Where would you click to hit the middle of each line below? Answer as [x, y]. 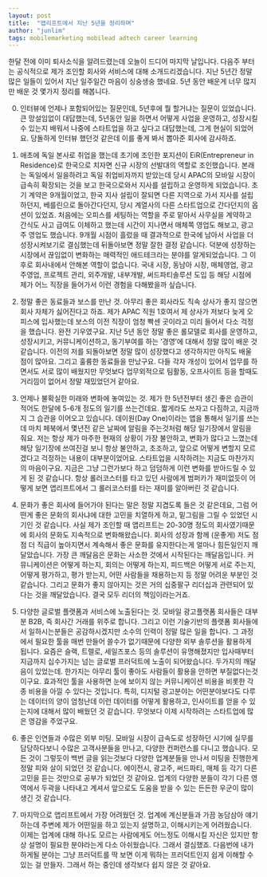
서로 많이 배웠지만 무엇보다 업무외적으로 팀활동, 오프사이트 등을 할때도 [150, 372]
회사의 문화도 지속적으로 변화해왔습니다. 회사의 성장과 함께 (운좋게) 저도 [139, 535]
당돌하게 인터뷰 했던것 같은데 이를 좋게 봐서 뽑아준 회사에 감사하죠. [133, 138]
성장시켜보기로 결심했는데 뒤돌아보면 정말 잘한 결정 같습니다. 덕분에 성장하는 [138, 245]
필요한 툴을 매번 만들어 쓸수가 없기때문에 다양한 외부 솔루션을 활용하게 [143, 642]
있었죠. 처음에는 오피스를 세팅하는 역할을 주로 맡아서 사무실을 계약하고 [143, 215]
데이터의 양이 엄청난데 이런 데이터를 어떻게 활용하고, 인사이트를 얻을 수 [138, 702]
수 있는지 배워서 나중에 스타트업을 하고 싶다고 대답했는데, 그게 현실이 [126, 128]
